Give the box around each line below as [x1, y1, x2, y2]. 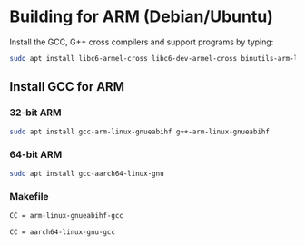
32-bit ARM [9, 106, 62, 119]
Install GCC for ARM [9, 79, 125, 94]
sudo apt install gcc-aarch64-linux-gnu [9, 169, 165, 178]
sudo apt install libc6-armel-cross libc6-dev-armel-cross [9, 54, 238, 63]
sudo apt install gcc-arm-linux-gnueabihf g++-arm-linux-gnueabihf [9, 127, 271, 136]
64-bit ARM [9, 148, 63, 161]
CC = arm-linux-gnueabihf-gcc [9, 211, 124, 220]
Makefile [9, 191, 49, 203]
